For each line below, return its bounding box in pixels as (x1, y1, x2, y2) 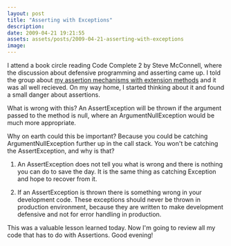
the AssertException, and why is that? (7, 146, 115, 155)
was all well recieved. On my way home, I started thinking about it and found (7, 84, 225, 91)
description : (7, 23, 45, 30)
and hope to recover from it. (17, 175, 98, 183)
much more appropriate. (7, 119, 76, 126)
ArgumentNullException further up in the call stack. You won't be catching (7, 140, 219, 147)
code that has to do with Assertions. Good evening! (7, 231, 154, 239)
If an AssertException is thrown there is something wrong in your (17, 188, 202, 196)
